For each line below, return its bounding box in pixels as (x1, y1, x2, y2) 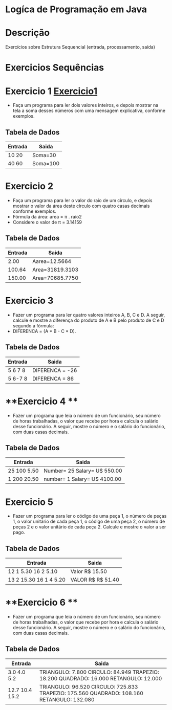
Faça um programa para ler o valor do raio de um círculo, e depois (12, 197, 153, 203)
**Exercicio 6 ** (5, 597, 78, 608)
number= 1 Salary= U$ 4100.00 (43, 476, 122, 483)
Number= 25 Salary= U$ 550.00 (43, 467, 122, 474)
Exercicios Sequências (5, 62, 104, 74)
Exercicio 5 (5, 496, 54, 507)
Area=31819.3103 (32, 266, 78, 273)
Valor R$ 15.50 (70, 568, 107, 575)
